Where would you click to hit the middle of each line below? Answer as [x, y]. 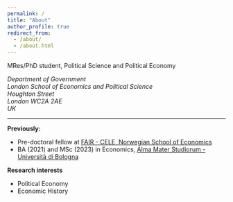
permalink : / [26, 14]
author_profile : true [38, 26]
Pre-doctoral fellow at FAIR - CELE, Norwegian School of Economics [115, 142]
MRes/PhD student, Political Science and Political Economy [92, 66]
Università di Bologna [48, 157]
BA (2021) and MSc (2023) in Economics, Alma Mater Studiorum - [111, 149]
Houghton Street [31, 94]
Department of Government [47, 79]
